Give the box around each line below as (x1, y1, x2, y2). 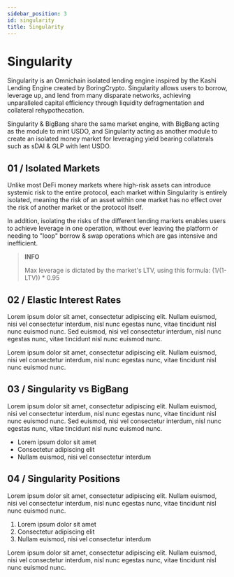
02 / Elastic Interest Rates (7, 294, 122, 306)
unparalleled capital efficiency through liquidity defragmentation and (7, 99, 205, 107)
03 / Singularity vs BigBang (7, 383, 129, 395)
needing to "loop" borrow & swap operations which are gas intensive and (7, 231, 218, 240)
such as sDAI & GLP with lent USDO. (7, 142, 112, 150)
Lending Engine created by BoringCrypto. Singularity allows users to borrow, (7, 84, 228, 92)
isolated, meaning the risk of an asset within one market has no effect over (7, 196, 222, 204)
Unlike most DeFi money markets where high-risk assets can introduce (7, 181, 212, 190)
